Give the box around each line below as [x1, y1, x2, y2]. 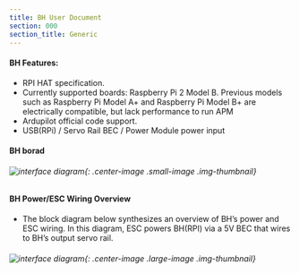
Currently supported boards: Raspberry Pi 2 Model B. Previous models [21, 87, 283, 98]
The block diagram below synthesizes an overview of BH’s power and [21, 213, 279, 224]
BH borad [9, 145, 45, 157]
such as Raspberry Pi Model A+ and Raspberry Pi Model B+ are [21, 96, 257, 107]
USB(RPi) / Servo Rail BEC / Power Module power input [21, 124, 226, 135]
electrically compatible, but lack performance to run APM [21, 106, 235, 116]
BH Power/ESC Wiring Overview [9, 193, 132, 204]
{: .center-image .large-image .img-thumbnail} [84, 252, 257, 264]
